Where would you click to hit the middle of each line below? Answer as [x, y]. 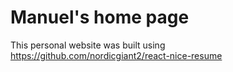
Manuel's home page [100, 17]
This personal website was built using [88, 45]
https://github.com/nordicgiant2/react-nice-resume [116, 55]
